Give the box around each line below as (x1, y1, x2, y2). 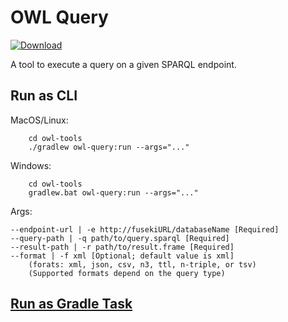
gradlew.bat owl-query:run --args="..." (28, 187, 199, 198)
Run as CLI (10, 87, 78, 105)
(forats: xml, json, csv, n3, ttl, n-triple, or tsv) (28, 259, 257, 270)
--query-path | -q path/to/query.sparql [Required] (10, 233, 230, 243)
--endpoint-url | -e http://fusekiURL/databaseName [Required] (10, 224, 280, 235)
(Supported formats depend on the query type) (28, 268, 226, 278)
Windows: (10, 159, 52, 171)
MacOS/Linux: (10, 114, 69, 126)
